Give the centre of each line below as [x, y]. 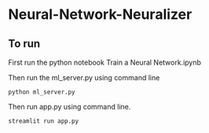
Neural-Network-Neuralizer [100, 15]
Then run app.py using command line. [70, 107]
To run [24, 44]
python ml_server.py [42, 92]
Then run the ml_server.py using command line [84, 78]
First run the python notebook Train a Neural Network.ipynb [105, 62]
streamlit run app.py [44, 121]
